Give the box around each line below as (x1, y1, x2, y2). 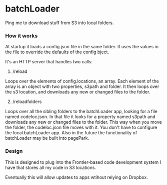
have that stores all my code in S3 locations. (5, 164, 96, 170)
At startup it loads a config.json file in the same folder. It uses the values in (5, 44, 159, 50)
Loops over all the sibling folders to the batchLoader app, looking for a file (5, 109, 157, 115)
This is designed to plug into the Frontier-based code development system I (5, 159, 161, 165)
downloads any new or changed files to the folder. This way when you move (5, 119, 162, 125)
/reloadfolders (12, 99, 42, 105)
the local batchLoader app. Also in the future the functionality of (5, 130, 137, 136)
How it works (5, 32, 38, 39)
